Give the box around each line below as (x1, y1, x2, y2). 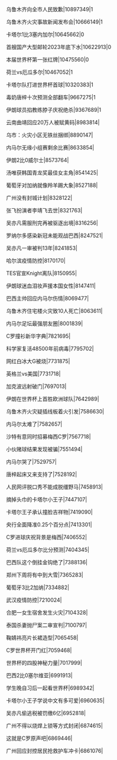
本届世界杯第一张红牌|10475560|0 (6, 56, 89, 63)
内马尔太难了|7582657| (6, 421, 63, 428)
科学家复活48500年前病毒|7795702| (6, 345, 95, 352)
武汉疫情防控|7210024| (6, 597, 62, 603)
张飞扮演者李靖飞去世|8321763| (6, 207, 83, 214)
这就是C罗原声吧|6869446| (6, 735, 73, 742)
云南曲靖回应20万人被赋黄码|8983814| (6, 119, 100, 126)
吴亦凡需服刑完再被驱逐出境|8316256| (6, 219, 99, 227)
